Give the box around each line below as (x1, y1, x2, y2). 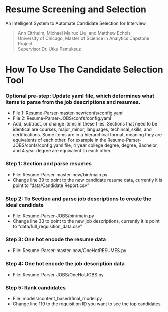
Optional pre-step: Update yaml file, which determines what (5, 92, 155, 99)
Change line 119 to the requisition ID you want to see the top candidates (12, 301, 161, 307)
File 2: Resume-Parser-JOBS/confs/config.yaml (12, 115, 112, 121)
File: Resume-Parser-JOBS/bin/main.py (12, 213, 94, 219)
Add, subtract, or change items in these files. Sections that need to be (12, 121, 157, 127)
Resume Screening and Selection (5, 4, 147, 15)
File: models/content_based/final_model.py (12, 295, 102, 301)
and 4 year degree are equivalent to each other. (12, 148, 112, 154)
